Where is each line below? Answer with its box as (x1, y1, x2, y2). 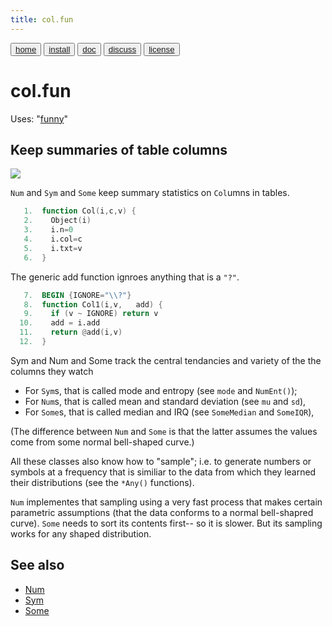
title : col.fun (10, 14, 74, 25)
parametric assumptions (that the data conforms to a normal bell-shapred (10, 506, 314, 518)
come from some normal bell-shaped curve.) (10, 436, 195, 448)
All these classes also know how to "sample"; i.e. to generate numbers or (10, 455, 312, 467)
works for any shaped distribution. (10, 527, 152, 540)
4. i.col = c (23, 234, 83, 244)
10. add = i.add (19, 318, 101, 328)
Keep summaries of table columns (10, 141, 228, 158)
